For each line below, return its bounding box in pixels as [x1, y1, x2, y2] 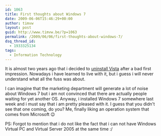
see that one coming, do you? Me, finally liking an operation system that [5, 106, 149, 112]
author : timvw [5, 20, 34, 26]
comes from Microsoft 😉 [5, 112, 55, 117]
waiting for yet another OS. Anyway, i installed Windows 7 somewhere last [5, 96, 154, 102]
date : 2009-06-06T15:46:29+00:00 [5, 16, 73, 21]
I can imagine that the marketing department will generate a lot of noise [5, 86, 148, 92]
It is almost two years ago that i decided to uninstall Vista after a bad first [5, 66, 151, 72]
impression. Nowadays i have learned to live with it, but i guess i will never [5, 71, 154, 77]
